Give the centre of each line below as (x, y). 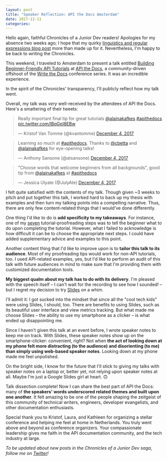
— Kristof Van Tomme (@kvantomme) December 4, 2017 (76, 134)
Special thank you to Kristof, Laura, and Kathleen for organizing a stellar (79, 417)
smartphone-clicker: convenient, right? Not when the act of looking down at (84, 341)
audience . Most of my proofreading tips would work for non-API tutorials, (81, 254)
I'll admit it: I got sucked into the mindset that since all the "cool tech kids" (81, 299)
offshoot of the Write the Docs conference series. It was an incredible (77, 74)
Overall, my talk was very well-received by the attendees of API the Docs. (81, 104)
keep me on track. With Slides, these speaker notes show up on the (75, 336)
